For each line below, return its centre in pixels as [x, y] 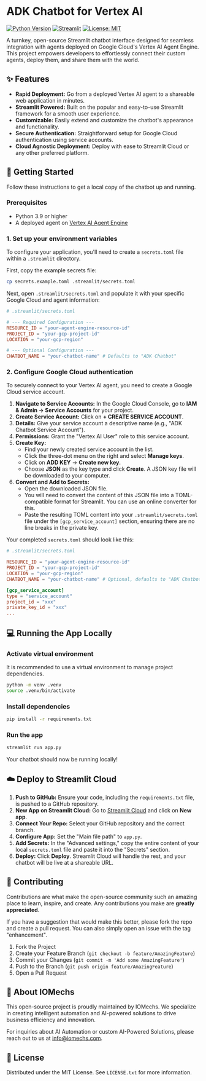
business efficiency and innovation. [51, 1020]
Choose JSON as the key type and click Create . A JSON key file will [110, 469]
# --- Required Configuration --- [51, 322]
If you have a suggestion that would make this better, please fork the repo [99, 922]
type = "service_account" [39, 596]
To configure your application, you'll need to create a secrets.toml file [95, 252]
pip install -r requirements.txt [49, 719]
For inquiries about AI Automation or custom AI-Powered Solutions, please [100, 1032]
